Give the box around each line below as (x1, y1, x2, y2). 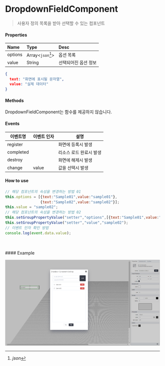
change (7, 164, 23, 170)
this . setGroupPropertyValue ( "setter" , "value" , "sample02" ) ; (5, 220, 129, 225)
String (27, 59, 39, 65)
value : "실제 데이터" (9, 82, 49, 87)
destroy (7, 157, 23, 163)
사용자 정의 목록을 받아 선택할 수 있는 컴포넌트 (17, 20, 105, 26)
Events (5, 120, 20, 126)
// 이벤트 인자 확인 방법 (5, 225, 49, 230)
